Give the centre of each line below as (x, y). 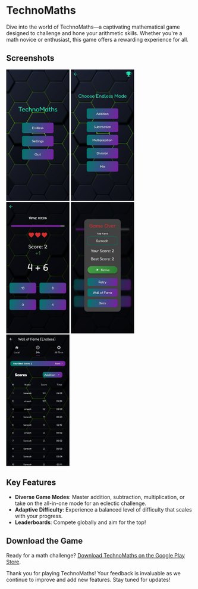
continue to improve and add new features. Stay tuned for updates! (88, 579)
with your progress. (39, 516)
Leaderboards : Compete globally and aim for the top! (80, 522)
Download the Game (45, 541)
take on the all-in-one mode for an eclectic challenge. (81, 503)
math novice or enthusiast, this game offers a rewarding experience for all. (97, 39)
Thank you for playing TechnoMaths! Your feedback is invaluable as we (94, 573)
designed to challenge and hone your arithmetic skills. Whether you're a (94, 33)
